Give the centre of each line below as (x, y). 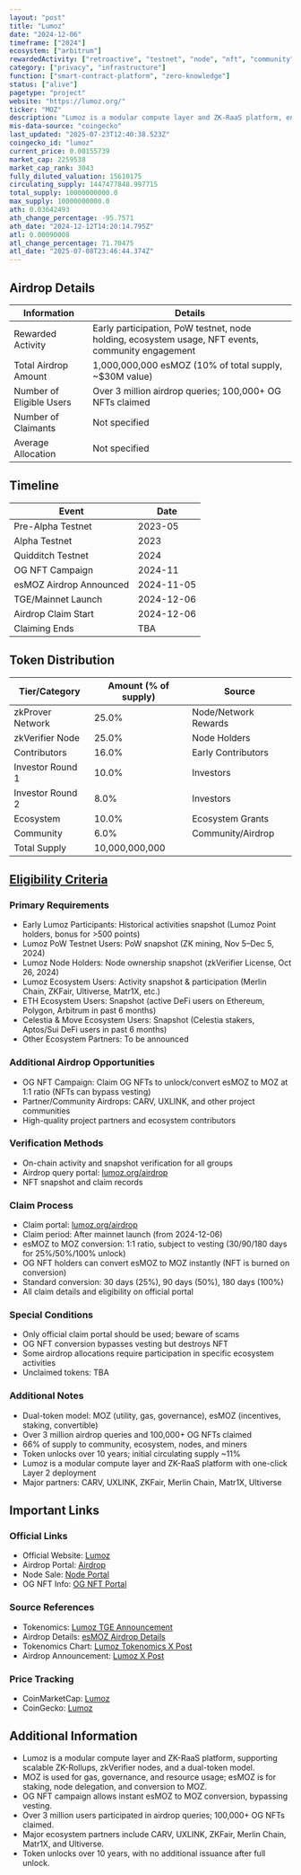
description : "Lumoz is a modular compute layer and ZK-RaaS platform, (146, 118)
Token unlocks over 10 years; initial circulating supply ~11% (131, 1453)
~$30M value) (123, 376)
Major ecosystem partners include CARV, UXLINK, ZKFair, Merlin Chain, (154, 1834)
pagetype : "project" (48, 92)
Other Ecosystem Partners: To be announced (105, 1039)
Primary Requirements (59, 905)
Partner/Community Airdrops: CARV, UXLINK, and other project (138, 1101)
